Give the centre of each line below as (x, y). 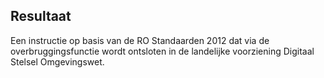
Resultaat (41, 16)
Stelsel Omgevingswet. (57, 61)
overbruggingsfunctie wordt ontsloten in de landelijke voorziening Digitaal (162, 51)
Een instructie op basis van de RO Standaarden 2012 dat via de (140, 40)
